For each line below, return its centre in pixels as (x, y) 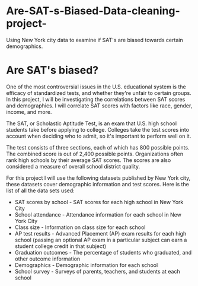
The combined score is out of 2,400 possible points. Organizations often (95, 154)
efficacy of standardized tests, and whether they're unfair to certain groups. (99, 93)
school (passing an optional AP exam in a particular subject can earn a (101, 240)
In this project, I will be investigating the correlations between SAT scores (96, 99)
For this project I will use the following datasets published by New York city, (98, 178)
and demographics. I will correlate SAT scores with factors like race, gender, (99, 106)
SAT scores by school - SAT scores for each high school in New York (99, 202)
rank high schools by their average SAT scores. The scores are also (89, 160)
